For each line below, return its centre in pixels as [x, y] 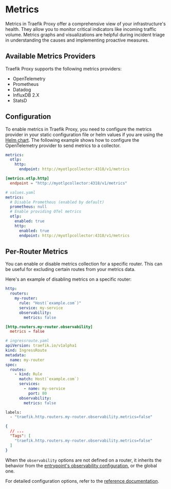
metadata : [16, 355]
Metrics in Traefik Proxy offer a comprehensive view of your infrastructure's [85, 24]
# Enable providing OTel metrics [46, 212]
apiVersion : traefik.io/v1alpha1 [41, 346]
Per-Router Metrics [37, 251]
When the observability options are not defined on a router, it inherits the [83, 460]
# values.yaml [21, 192]
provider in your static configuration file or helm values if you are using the [84, 134]
